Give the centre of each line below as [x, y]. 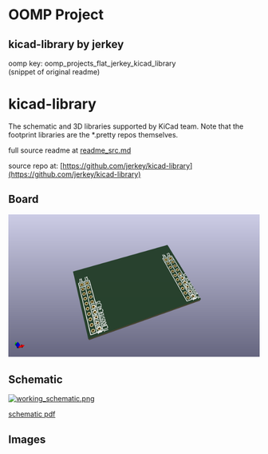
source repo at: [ [35, 165]
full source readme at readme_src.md [70, 150]
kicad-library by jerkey [66, 44]
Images [27, 439]
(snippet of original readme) [54, 72]
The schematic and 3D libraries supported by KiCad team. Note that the [126, 126]
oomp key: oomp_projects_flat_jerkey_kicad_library [92, 63]
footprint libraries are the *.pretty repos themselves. [93, 134]
